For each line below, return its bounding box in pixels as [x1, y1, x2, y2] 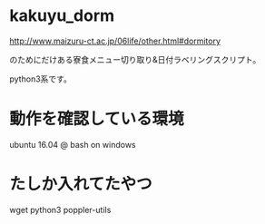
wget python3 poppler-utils [9, 204, 112, 215]
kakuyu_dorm [9, 5, 115, 26]
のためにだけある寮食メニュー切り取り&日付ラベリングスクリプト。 [9, 54, 261, 64]
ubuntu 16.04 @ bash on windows [9, 139, 136, 150]
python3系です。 [9, 73, 73, 84]
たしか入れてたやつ [9, 174, 152, 195]
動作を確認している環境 [9, 109, 184, 130]
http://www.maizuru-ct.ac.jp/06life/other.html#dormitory [9, 35, 221, 46]
